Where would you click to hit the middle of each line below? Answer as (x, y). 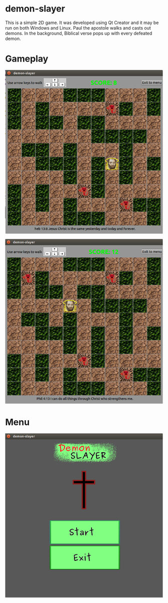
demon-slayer (35, 9)
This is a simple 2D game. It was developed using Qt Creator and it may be (82, 23)
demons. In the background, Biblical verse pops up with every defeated (79, 33)
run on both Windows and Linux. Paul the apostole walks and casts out (78, 28)
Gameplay (27, 59)
